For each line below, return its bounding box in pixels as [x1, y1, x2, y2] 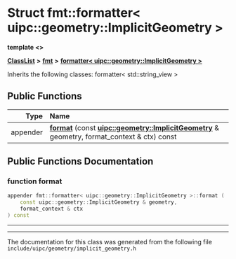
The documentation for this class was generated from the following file [7, 237, 213, 246]
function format [7, 176, 63, 186]
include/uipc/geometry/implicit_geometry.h [7, 245, 137, 252]
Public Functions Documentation [7, 155, 154, 167]
